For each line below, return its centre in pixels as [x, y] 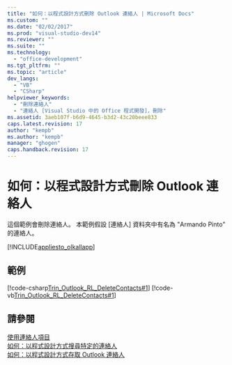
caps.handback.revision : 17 [48, 150]
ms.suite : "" [26, 46]
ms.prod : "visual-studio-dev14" [54, 33]
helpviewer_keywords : [39, 98]
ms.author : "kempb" [36, 137]
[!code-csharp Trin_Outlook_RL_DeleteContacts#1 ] [79, 288]
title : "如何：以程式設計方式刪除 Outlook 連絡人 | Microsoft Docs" [101, 14]
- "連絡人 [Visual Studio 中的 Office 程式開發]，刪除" [90, 111]
